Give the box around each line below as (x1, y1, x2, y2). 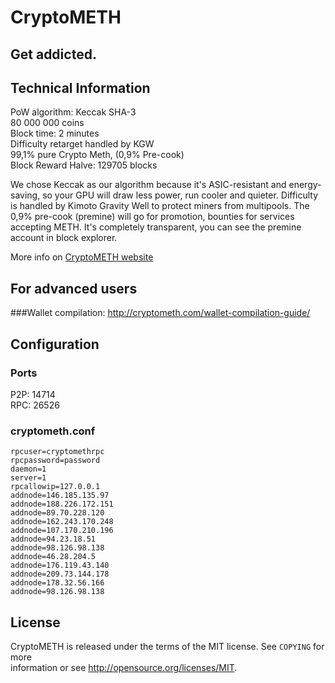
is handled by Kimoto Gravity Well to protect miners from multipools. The (10, 200, 310, 212)
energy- (288, 179, 322, 191)
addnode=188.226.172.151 (10, 499, 114, 510)
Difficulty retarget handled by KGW (10, 138, 155, 150)
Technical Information (10, 79, 151, 96)
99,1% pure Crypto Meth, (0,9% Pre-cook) (10, 149, 185, 161)
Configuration (10, 336, 100, 353)
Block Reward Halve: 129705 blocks (10, 159, 158, 171)
